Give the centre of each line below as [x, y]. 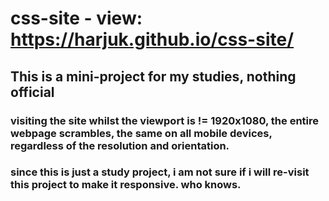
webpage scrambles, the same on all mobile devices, [141, 133]
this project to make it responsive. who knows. [126, 185]
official [32, 92]
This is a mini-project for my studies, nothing [153, 76]
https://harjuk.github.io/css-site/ [152, 39]
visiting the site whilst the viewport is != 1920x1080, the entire [165, 120]
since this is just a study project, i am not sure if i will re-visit [160, 172]
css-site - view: [76, 18]
